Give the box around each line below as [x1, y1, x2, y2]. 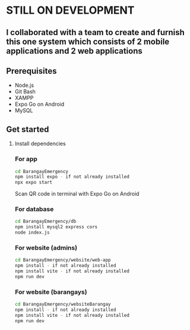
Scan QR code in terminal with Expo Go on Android [14, 190, 140, 197]
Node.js [14, 81, 34, 89]
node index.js [14, 230, 50, 235]
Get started [6, 124, 49, 134]
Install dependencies [14, 140, 66, 147]
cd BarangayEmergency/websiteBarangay [14, 301, 111, 307]
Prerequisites [6, 66, 57, 76]
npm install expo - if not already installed [14, 174, 129, 180]
